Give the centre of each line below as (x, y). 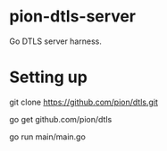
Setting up (48, 77)
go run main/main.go (48, 137)
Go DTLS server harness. (56, 41)
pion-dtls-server (73, 17)
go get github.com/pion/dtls (61, 119)
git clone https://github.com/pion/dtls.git (84, 102)
